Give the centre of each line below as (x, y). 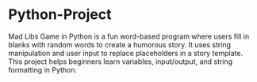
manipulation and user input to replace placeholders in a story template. (126, 53)
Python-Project (60, 15)
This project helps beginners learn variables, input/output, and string (120, 61)
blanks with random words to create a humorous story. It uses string (120, 44)
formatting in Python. (43, 69)
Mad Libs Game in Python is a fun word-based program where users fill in (129, 36)
